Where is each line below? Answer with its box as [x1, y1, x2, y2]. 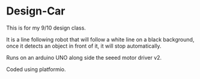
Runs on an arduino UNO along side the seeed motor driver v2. [6, 54, 162, 61]
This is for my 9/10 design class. [6, 24, 86, 31]
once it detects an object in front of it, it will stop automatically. [6, 42, 162, 49]
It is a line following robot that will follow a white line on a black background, [6, 36, 195, 43]
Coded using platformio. [6, 65, 66, 73]
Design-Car [6, 4, 65, 18]
